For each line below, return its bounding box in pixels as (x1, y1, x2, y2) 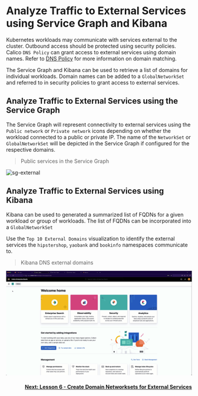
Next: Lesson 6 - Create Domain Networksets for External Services (24, 383, 192, 390)
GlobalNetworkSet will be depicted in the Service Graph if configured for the (6, 140, 190, 147)
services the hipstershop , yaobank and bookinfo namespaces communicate (6, 241, 188, 248)
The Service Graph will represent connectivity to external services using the (6, 121, 191, 128)
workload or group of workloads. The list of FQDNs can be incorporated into (6, 217, 192, 224)
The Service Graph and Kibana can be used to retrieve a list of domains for (6, 66, 188, 73)
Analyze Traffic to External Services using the (6, 96, 179, 106)
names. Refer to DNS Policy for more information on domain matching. (6, 55, 177, 62)
